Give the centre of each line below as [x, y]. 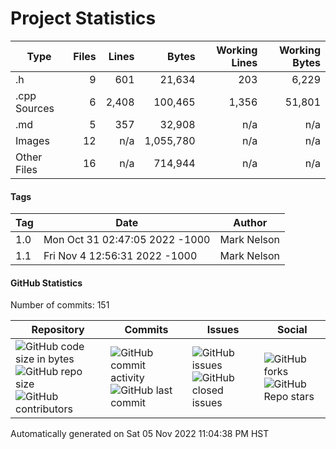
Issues [223, 330]
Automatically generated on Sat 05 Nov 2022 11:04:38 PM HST [140, 434]
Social [292, 330]
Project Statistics [83, 18]
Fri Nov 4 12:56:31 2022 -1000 [120, 256]
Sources [35, 108]
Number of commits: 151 [60, 305]
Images [32, 140]
